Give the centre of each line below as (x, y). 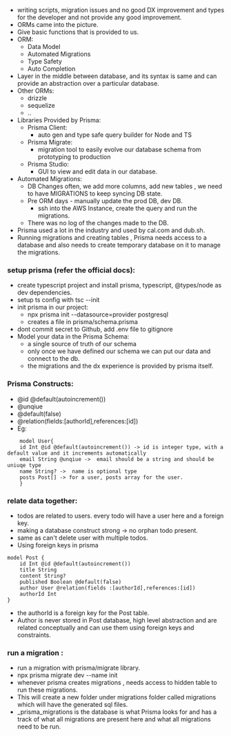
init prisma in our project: (52, 308)
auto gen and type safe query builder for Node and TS (114, 135)
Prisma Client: (47, 128)
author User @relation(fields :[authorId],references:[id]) (108, 588)
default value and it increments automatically (77, 453)
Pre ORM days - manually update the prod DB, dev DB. (105, 201)
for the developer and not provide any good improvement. (99, 17)
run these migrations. (47, 690)
